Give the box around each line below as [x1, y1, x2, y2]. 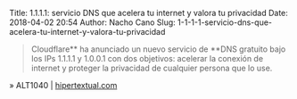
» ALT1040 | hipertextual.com [9, 80, 118, 90]
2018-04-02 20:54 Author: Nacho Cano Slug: [9, 17, 176, 28]
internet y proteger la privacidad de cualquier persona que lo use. [30, 62, 273, 73]
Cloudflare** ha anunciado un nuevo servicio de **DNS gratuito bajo [30, 44, 286, 54]
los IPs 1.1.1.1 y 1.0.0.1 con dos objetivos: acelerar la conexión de [30, 54, 264, 63]
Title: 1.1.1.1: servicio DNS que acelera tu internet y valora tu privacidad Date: [9, 8, 288, 18]
